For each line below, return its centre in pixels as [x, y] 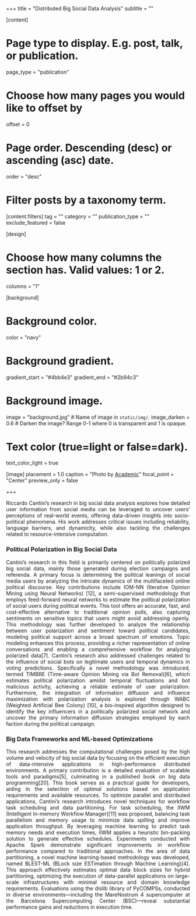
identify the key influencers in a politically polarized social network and [98, 711]
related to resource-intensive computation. [57, 534]
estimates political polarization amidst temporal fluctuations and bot [98, 680]
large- [183, 876]
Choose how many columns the [84, 257]
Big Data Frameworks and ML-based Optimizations [80, 739]
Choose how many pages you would [96, 96]
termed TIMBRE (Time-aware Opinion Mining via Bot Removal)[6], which [98, 674]
